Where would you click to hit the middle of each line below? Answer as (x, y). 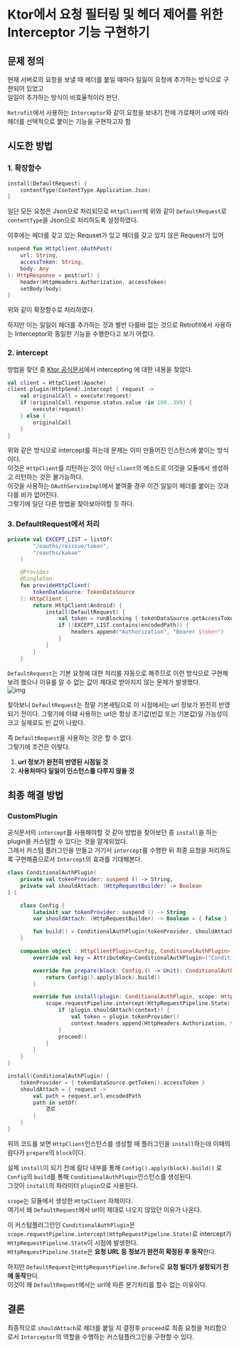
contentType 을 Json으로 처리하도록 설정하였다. (73, 220)
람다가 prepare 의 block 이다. (47, 1152)
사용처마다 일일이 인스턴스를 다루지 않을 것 (76, 771)
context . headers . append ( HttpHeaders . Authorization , (149, 1023)
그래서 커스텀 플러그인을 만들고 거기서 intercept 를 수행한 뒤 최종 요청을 (107, 851)
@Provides (35, 572)
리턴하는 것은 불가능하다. (49, 477)
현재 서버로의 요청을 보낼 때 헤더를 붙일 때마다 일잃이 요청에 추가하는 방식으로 (115, 80)
